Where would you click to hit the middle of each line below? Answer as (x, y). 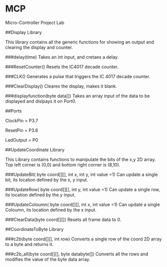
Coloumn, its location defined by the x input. (51, 210)
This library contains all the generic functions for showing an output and (80, 42)
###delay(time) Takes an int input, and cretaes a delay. (62, 57)
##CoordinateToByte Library (34, 229)
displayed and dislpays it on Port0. (41, 101)
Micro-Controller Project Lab (35, 23)
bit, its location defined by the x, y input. (47, 180)
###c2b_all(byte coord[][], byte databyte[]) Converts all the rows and (77, 254)
